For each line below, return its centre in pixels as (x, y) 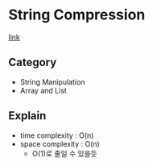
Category (33, 62)
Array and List (43, 90)
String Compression (77, 15)
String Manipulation (52, 81)
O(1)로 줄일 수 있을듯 (65, 153)
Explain (27, 116)
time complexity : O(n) (57, 135)
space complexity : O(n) (60, 143)
